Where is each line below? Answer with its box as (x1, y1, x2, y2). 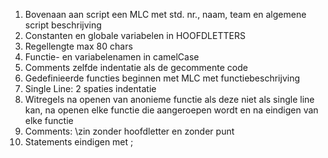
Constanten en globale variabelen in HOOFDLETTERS (24, 30, 246, 41)
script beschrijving (24, 19, 102, 31)
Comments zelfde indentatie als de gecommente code (24, 62, 248, 73)
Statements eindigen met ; (24, 136, 134, 148)
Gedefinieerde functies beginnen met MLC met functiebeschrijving (24, 72, 301, 84)
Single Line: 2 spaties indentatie (24, 83, 157, 94)
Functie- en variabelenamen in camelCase (24, 51, 200, 63)
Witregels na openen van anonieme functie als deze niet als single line (24, 94, 315, 105)
